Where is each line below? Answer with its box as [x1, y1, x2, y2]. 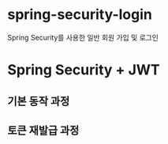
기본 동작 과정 [7, 94, 70, 108]
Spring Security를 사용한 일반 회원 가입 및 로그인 [7, 32, 159, 42]
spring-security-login [7, 6, 153, 24]
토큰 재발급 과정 [7, 123, 80, 137]
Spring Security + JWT [7, 61, 160, 79]
